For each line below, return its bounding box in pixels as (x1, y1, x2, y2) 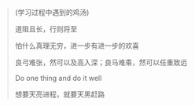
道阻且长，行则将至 (14, 24, 78, 34)
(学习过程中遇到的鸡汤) (14, 8, 90, 16)
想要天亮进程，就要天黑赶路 (14, 90, 105, 99)
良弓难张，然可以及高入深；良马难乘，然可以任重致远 (14, 58, 188, 67)
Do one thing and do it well (14, 74, 102, 82)
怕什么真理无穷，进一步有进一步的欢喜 (14, 41, 139, 50)
